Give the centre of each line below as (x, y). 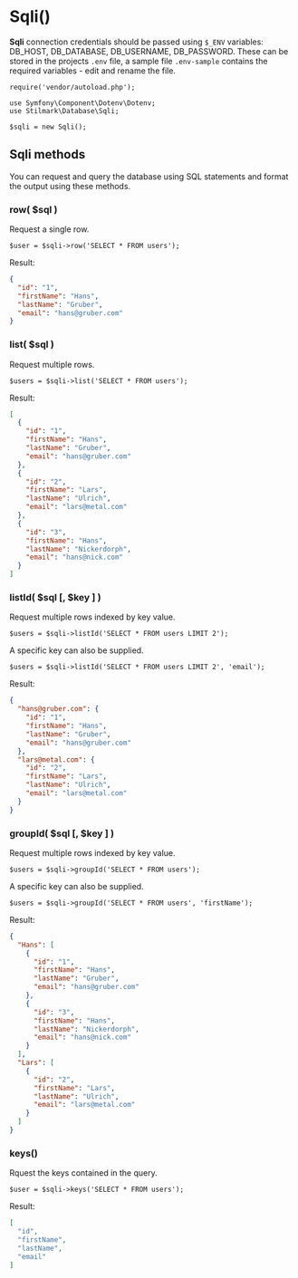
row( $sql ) (34, 209)
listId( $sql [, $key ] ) (55, 598)
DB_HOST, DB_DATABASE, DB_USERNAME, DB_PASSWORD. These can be (149, 51)
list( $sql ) (32, 344)
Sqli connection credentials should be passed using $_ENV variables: (137, 42)
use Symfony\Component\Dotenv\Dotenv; (82, 103)
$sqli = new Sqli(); (48, 127)
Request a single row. (49, 229)
